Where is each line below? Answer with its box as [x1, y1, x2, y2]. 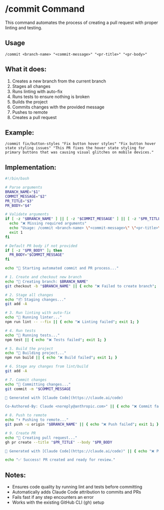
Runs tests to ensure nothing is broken [12, 94, 90, 100]
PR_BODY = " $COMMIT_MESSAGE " [9, 252, 64, 257]
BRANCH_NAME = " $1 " [5, 189, 41, 194]
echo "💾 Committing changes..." [5, 382, 71, 387]
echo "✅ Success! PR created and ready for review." [5, 457, 116, 462]
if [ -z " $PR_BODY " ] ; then [5, 248, 62, 253]
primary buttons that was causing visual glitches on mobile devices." [5, 150, 154, 155]
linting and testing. [5, 24, 42, 30]
